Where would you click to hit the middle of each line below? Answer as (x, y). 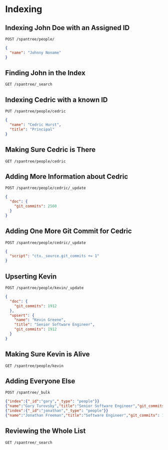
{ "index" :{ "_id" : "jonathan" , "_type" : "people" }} (57, 411)
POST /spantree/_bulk (28, 393)
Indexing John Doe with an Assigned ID (67, 28)
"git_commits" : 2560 (35, 206)
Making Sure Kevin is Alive (47, 354)
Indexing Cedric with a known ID (56, 99)
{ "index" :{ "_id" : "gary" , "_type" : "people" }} (52, 401)
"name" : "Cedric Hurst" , (35, 125)
